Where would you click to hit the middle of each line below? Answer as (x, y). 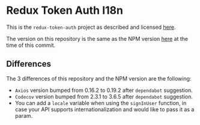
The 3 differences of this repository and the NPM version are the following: (99, 78)
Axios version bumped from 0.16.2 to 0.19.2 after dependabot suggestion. (104, 90)
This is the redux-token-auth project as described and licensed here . (91, 27)
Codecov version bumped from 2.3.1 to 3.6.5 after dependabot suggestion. (104, 96)
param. (24, 115)
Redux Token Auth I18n (65, 11)
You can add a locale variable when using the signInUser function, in (101, 103)
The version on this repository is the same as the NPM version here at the (97, 38)
